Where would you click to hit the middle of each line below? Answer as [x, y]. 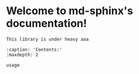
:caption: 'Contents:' [34, 49]
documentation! [47, 23]
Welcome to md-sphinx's [70, 11]
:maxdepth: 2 [22, 54]
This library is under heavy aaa [48, 39]
